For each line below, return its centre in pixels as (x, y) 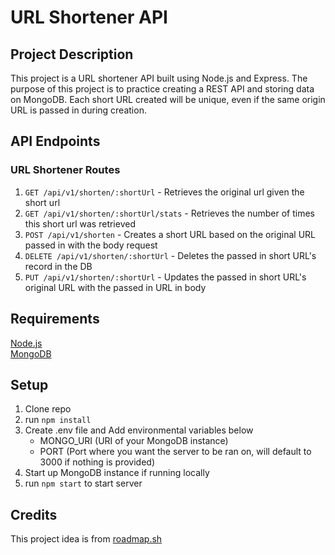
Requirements (55, 319)
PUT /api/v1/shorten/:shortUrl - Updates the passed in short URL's (165, 277)
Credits (34, 514)
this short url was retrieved (80, 223)
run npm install (58, 420)
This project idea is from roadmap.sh (86, 539)
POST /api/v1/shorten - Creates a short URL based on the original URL (170, 234)
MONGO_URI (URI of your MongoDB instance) (134, 441)
